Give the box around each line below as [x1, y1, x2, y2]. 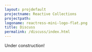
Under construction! [4, 43, 45, 48]
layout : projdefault [4, 7, 47, 12]
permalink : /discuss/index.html [4, 29, 70, 34]
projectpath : [4, 16, 31, 21]
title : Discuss [4, 25, 36, 30]
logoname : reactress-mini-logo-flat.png [4, 20, 88, 26]
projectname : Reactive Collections [4, 12, 77, 16]
